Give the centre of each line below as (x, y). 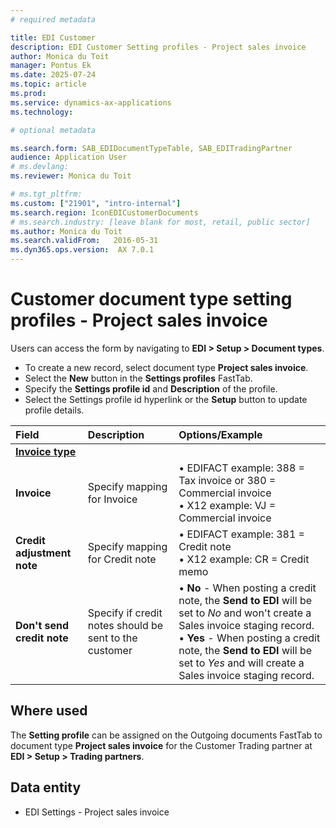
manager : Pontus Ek (51, 66)
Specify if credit (125, 613)
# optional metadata (53, 130)
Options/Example (220, 434)
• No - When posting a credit (247, 588)
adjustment (43, 553)
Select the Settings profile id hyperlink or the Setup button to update (166, 399)
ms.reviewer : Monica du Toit (71, 176)
